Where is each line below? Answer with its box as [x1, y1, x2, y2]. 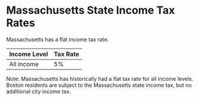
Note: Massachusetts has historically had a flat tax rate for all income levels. [6, 75, 194, 82]
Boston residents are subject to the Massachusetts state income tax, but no [6, 81, 192, 89]
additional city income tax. [6, 87, 71, 95]
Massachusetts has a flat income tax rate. [6, 36, 109, 43]
